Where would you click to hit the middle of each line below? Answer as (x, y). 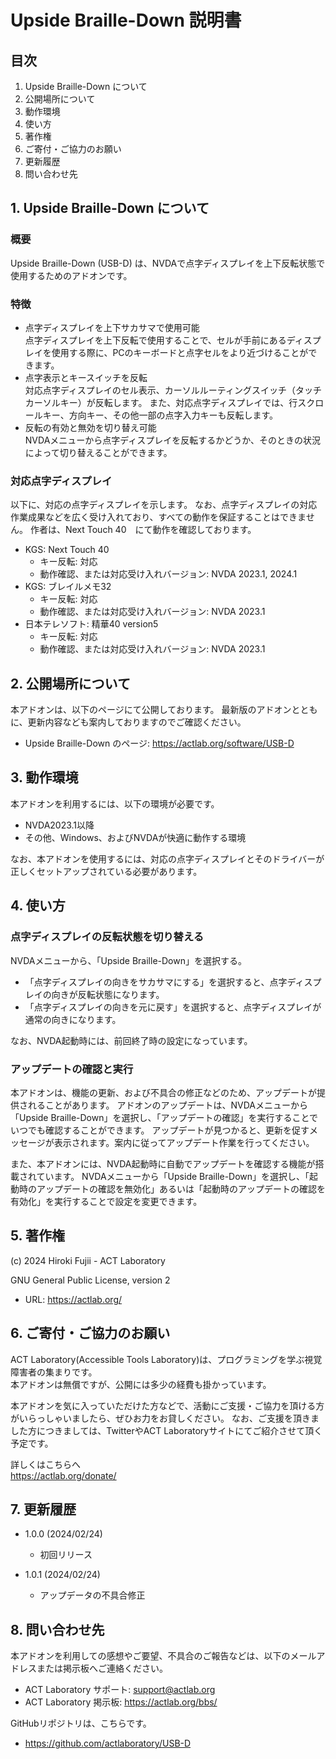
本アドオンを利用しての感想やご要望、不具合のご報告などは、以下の (150, 1656)
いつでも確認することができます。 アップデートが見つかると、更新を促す (160, 1130)
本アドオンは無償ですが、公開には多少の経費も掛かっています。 (141, 1384)
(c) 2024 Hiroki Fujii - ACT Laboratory (88, 1260)
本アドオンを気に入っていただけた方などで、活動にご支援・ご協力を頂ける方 (167, 1405)
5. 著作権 (37, 1236)
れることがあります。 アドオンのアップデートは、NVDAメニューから (168, 1105)
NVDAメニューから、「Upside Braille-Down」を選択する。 (128, 960)
